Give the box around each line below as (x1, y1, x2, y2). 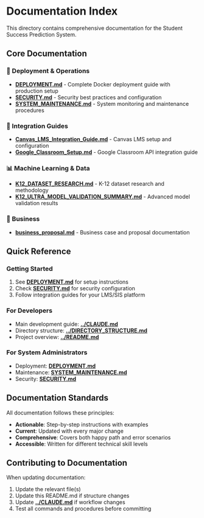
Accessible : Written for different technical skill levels (15, 440, 148, 447)
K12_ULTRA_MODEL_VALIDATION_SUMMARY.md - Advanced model (15, 193, 191, 200)
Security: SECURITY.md (15, 375, 77, 382)
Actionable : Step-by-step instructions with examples (15, 421, 149, 428)
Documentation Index (6, 4, 118, 18)
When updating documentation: (6, 474, 86, 481)
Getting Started (6, 264, 53, 273)
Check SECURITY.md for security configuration (15, 285, 136, 292)
